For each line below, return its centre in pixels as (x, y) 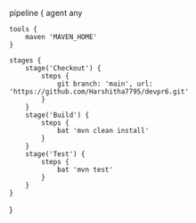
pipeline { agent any (46, 13)
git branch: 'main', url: (105, 84)
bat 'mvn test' (85, 169)
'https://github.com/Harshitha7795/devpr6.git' (99, 92)
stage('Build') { (57, 115)
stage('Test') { (56, 154)
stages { (25, 61)
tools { (24, 29)
